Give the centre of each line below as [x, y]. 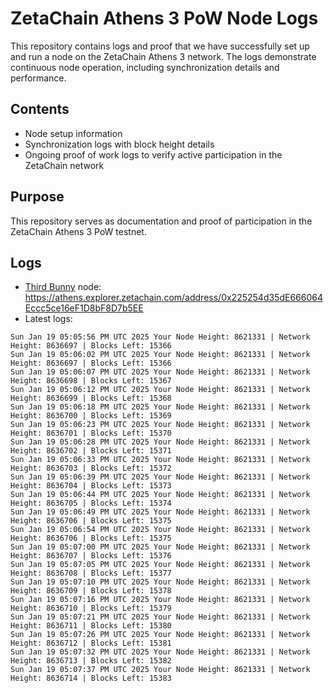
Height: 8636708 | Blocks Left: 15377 [91, 573]
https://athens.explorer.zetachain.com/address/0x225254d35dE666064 [173, 298]
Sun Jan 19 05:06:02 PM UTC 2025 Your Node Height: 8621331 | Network [160, 355]
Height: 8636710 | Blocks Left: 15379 [91, 608]
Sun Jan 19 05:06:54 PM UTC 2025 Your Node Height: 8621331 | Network [160, 530]
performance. [38, 78]
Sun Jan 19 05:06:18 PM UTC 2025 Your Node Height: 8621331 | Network [160, 407]
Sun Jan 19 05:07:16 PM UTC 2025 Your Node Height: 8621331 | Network [160, 600]
